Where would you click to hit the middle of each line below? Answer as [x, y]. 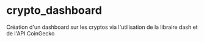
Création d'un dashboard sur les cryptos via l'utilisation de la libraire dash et [102, 27]
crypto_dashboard [54, 10]
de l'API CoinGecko [31, 33]
